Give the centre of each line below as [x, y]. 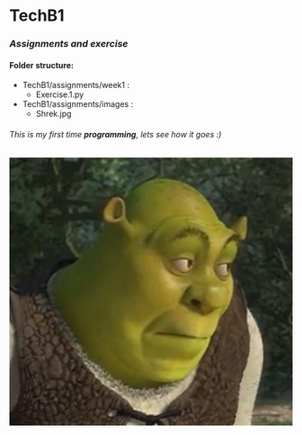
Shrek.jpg [53, 114]
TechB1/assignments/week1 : [76, 85]
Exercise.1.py [60, 94]
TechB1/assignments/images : [78, 104]
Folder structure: [42, 65]
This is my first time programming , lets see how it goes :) [115, 134]
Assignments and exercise [69, 44]
